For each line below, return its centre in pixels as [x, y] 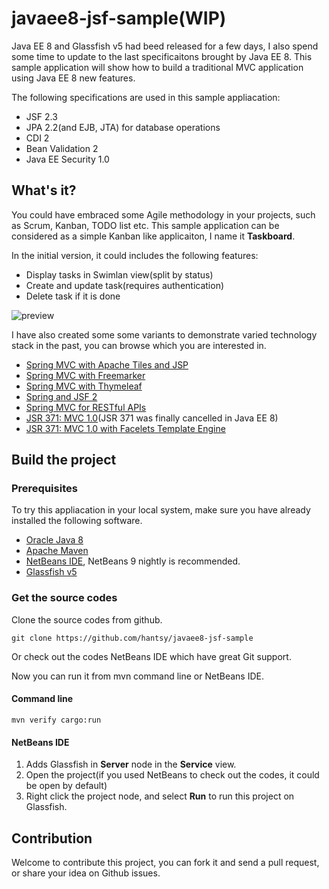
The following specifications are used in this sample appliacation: [146, 97]
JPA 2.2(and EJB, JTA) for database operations [123, 127]
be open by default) [66, 786]
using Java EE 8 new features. [73, 78]
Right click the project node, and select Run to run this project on [160, 796]
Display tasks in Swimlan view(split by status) [119, 274]
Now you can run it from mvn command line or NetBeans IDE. [137, 676]
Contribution [52, 838]
